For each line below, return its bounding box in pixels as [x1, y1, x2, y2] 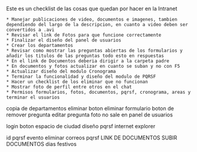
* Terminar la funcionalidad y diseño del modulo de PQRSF [6, 74, 156, 80]
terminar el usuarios [6, 94, 60, 100]
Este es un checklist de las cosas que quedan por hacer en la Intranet [6, 5, 177, 12]
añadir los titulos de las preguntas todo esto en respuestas [6, 53, 164, 59]
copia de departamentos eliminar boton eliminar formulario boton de [6, 105, 174, 112]
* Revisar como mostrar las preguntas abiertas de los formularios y [6, 47, 183, 53]
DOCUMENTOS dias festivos [6, 141, 77, 147]
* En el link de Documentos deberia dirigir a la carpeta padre [6, 58, 170, 64]
